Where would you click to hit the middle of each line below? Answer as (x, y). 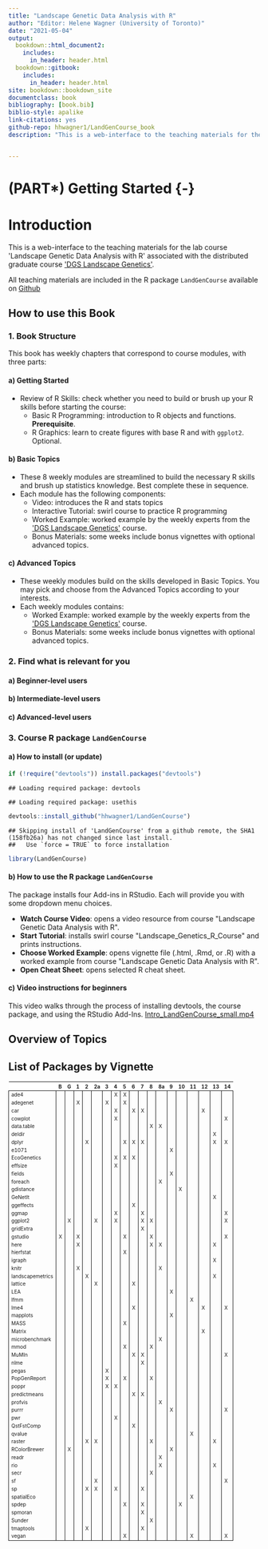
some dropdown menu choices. (60, 903)
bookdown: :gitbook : (48, 68)
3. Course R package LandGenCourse (77, 737)
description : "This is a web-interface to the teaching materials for (128, 134)
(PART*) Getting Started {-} (102, 188)
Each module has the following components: (93, 494)
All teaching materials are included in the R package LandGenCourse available (133, 279)
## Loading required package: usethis (73, 802)
